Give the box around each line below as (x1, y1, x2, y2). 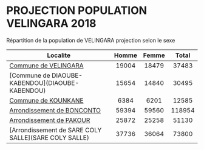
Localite (47, 51, 71, 60)
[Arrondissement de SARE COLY (9, 126, 102, 134)
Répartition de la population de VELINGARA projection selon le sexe (6, 36, 175, 44)
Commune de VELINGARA (9, 61, 84, 70)
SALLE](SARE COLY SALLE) (9, 133, 89, 141)
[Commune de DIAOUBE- (9, 71, 83, 80)
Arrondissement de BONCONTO (9, 106, 101, 114)
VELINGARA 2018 (6, 16, 97, 30)
